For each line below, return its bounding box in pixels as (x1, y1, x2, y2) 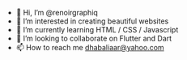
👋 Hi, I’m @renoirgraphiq (15, 8, 99, 17)
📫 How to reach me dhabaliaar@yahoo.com (15, 43, 164, 52)
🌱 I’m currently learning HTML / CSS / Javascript (15, 25, 179, 34)
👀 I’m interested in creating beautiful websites (15, 16, 169, 26)
